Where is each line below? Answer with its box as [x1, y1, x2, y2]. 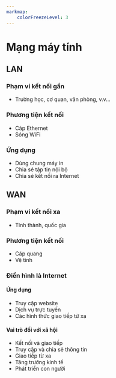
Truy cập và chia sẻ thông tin [14, 346, 87, 353]
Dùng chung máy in [14, 159, 64, 166]
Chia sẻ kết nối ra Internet [14, 172, 79, 179]
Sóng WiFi [14, 130, 41, 138]
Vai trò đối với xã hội [6, 326, 58, 334]
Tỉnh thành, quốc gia [14, 221, 66, 228]
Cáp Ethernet [14, 124, 48, 132]
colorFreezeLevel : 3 [17, 14, 69, 20]
